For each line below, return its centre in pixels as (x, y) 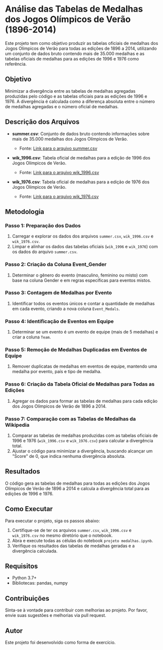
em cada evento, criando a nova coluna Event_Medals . (66, 309)
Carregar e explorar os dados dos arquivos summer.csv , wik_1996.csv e (83, 236)
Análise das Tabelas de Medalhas (74, 9)
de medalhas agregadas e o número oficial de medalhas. (62, 106)
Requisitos (21, 566)
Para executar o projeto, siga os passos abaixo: (53, 521)
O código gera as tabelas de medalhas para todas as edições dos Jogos (77, 483)
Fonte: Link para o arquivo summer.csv (58, 148)
